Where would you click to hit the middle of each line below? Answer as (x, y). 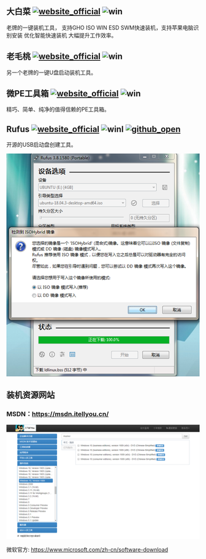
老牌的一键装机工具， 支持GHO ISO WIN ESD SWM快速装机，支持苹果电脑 (100, 28)
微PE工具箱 (28, 94)
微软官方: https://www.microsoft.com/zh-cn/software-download (87, 549)
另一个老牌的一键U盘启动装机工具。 (51, 72)
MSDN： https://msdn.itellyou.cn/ (58, 414)
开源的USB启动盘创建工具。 (41, 145)
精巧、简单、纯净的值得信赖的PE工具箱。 (58, 109)
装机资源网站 (31, 395)
